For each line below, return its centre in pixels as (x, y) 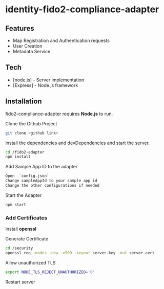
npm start (16, 205)
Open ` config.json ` (27, 176)
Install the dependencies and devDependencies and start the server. (78, 143)
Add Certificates (26, 217)
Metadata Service (32, 51)
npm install (18, 157)
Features (20, 28)
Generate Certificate (27, 239)
